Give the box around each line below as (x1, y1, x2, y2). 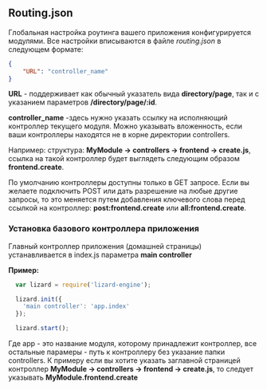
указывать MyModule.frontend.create (8, 372, 138, 382)
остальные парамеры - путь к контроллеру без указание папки (8, 347, 226, 357)
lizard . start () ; (15, 325, 69, 333)
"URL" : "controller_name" (22, 67, 109, 75)
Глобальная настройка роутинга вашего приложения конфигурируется (8, 27, 251, 37)
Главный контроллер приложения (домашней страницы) (8, 241, 202, 250)
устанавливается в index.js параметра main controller (8, 250, 193, 259)
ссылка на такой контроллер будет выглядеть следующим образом (8, 154, 241, 163)
